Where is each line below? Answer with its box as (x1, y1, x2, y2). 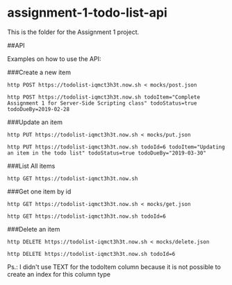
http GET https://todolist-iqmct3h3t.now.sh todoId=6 (7, 213, 167, 220)
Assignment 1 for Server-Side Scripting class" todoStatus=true (7, 99, 197, 107)
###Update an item (7, 118, 63, 126)
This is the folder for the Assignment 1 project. (7, 28, 140, 36)
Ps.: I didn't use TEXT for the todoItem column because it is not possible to (7, 262, 221, 271)
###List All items (7, 162, 56, 170)
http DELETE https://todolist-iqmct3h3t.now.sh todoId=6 (7, 250, 176, 257)
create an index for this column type (7, 270, 111, 278)
